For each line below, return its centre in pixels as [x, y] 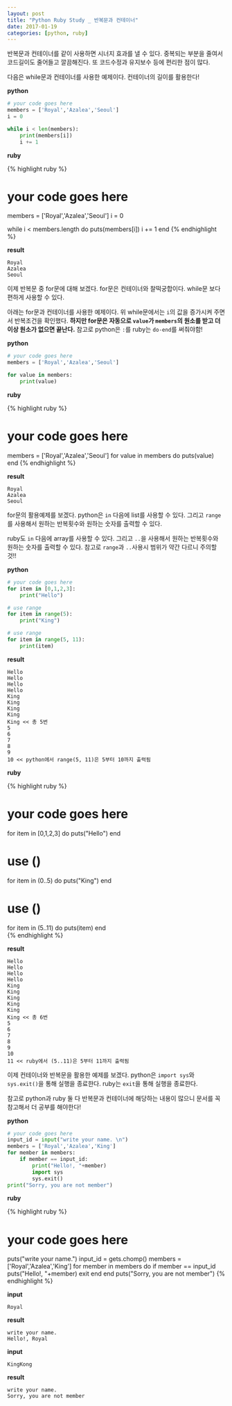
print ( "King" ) [40, 621]
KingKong [20, 1364]
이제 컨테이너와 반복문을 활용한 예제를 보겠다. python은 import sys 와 [101, 1075]
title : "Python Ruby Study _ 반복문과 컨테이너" [73, 20]
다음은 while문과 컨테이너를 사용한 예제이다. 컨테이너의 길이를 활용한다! [103, 77]
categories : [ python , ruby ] [48, 33]
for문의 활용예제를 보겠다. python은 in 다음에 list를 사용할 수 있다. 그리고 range [114, 515]
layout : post [26, 14]
